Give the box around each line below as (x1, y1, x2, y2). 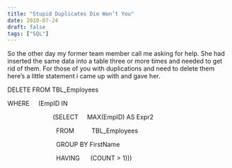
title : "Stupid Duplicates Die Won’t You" (7, 10, 134, 18)
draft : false (7, 23, 46, 30)
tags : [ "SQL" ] (7, 30, 50, 37)
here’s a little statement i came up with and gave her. (7, 72, 161, 80)
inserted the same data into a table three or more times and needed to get (7, 57, 223, 66)
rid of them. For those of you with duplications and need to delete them (7, 64, 215, 73)
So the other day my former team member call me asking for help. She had (7, 49, 225, 58)
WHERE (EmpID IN (7, 100, 69, 108)
